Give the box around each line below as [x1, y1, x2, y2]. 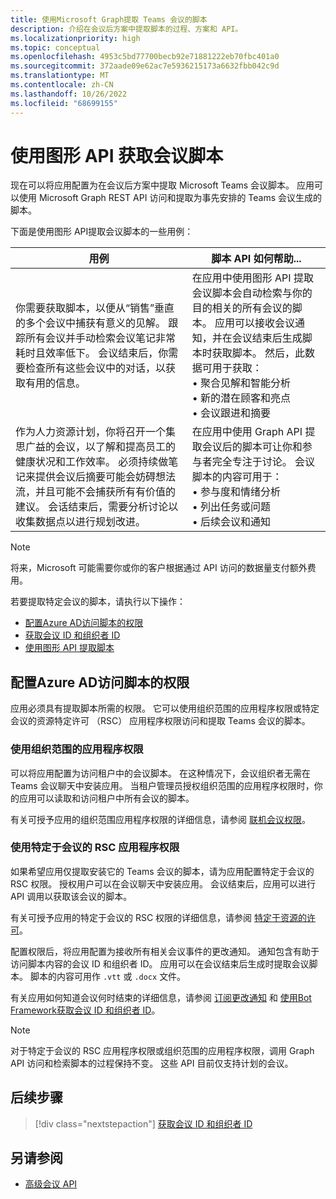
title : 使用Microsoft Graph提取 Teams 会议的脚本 [10, 14, 208, 25]
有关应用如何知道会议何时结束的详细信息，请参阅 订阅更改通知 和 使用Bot [10, 991, 312, 1003]
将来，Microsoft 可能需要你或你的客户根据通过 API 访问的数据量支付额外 [10, 562, 308, 574]
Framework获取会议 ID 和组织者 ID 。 [10, 1004, 161, 1016]
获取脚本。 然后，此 [211, 346, 306, 360]
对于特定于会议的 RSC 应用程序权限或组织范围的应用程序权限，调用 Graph [10, 1044, 315, 1056]
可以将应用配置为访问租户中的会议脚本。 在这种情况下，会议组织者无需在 [10, 767, 311, 779]
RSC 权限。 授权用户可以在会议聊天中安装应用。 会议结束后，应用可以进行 [10, 877, 317, 890]
